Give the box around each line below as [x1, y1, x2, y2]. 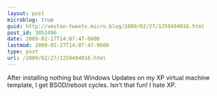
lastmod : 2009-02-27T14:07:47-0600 [7, 42, 110, 49]
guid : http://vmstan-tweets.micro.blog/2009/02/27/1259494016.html [7, 23, 205, 29]
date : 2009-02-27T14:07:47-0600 [7, 36, 100, 43]
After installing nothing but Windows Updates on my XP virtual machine [7, 73, 210, 82]
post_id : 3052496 [7, 29, 57, 36]
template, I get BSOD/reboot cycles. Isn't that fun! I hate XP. [7, 80, 177, 89]
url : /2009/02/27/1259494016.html [7, 55, 107, 62]
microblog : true [7, 16, 54, 23]
